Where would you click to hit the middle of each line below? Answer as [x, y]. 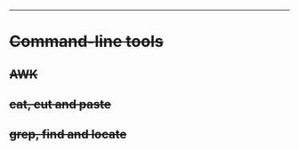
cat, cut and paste [60, 104]
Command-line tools [86, 42]
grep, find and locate [68, 134]
